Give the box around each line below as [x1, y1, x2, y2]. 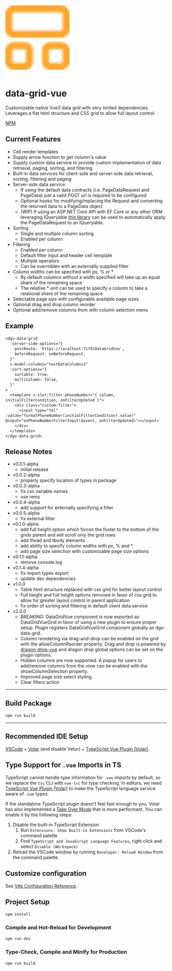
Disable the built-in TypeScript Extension [12, 822, 99, 828]
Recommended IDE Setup [5, 732, 89, 741]
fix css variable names [20, 488, 68, 494]
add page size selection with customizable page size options [20, 548, 149, 555]
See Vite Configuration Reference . [5, 883, 78, 889]
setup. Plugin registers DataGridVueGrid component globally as [20, 624, 155, 631]
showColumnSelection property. [20, 668, 89, 675]
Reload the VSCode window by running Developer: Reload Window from [12, 849, 163, 855]
